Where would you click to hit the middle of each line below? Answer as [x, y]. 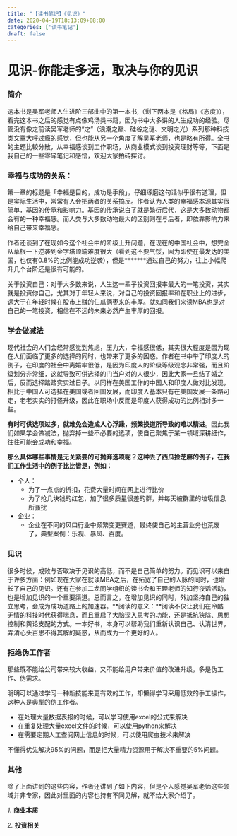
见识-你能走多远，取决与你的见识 [103, 71]
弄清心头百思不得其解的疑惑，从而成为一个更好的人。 [85, 632]
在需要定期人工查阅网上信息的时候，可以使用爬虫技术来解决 [104, 734]
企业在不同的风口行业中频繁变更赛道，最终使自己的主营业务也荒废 [124, 525]
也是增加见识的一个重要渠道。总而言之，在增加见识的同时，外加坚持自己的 [115, 597]
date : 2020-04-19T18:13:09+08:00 [56, 20]
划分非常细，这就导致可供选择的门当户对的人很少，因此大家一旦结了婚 [115, 374]
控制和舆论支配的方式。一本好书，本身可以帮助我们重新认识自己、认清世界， [119, 623]
